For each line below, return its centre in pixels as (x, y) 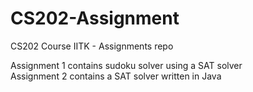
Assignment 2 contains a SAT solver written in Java (116, 76)
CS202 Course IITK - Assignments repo (92, 46)
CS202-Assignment (95, 18)
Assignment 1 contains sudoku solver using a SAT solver (126, 65)
